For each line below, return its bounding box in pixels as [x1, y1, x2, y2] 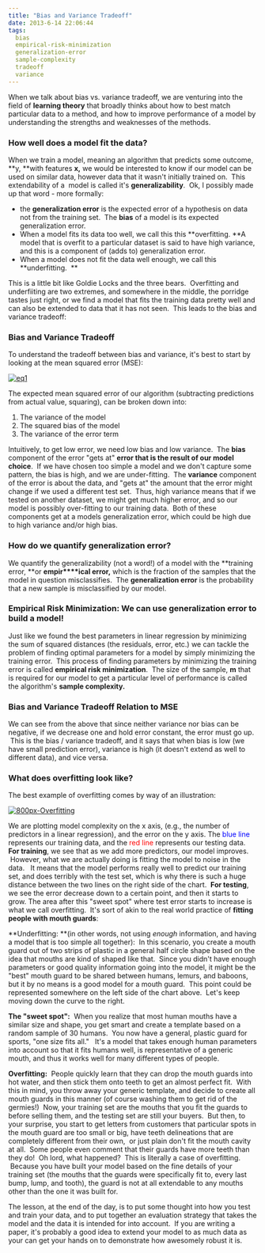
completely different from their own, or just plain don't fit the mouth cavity [8, 1137, 252, 1146]
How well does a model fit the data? [8, 137, 148, 148]
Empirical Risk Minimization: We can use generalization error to [8, 603, 257, 614]
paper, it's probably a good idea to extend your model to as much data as [8, 1228, 248, 1237]
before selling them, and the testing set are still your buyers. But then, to [8, 1111, 246, 1121]
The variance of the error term [19, 429, 119, 439]
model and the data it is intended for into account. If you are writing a [8, 1219, 236, 1228]
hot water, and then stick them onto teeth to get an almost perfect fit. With [8, 1077, 252, 1087]
